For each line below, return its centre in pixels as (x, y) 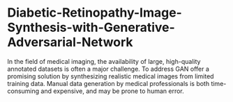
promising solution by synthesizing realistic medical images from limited (111, 76)
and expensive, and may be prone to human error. (113, 91)
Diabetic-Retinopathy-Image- (95, 13)
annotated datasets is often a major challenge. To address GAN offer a (108, 69)
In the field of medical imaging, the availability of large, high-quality (104, 61)
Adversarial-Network (70, 42)
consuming (23, 91)
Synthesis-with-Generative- (91, 27)
